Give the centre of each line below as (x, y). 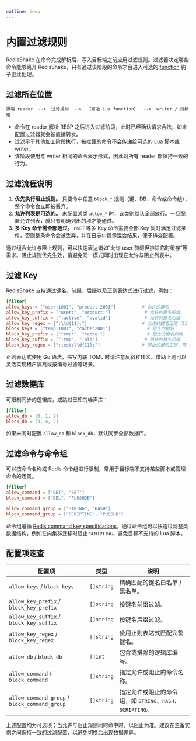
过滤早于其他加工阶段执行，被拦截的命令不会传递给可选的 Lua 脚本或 (97, 141)
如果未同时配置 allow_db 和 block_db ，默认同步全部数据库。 (78, 434)
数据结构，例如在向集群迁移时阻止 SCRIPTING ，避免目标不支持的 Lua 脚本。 (96, 533)
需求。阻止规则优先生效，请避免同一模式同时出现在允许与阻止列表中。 (90, 255)
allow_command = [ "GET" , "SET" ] (45, 493)
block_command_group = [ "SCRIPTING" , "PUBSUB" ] (65, 514)
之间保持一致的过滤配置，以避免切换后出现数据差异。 (75, 733)
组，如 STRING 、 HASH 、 (150, 701)
